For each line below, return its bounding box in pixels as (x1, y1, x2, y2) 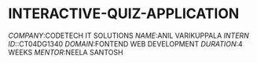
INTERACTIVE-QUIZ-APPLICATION (8, 5, 240, 23)
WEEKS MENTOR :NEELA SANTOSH (8, 47, 123, 57)
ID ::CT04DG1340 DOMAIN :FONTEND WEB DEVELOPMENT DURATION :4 (8, 39, 244, 48)
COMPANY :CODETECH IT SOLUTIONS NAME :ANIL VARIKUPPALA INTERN (8, 31, 249, 40)
